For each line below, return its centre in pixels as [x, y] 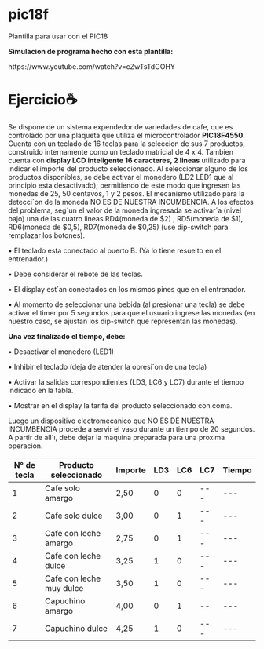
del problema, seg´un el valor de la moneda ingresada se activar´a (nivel [125, 210]
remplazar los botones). [46, 235]
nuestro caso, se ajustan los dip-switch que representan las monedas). [123, 321]
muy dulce [64, 588]
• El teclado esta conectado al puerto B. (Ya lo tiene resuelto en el [115, 250]
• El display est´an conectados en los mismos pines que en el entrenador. [127, 289]
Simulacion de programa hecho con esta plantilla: [91, 51]
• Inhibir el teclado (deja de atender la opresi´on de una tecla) [108, 366]
